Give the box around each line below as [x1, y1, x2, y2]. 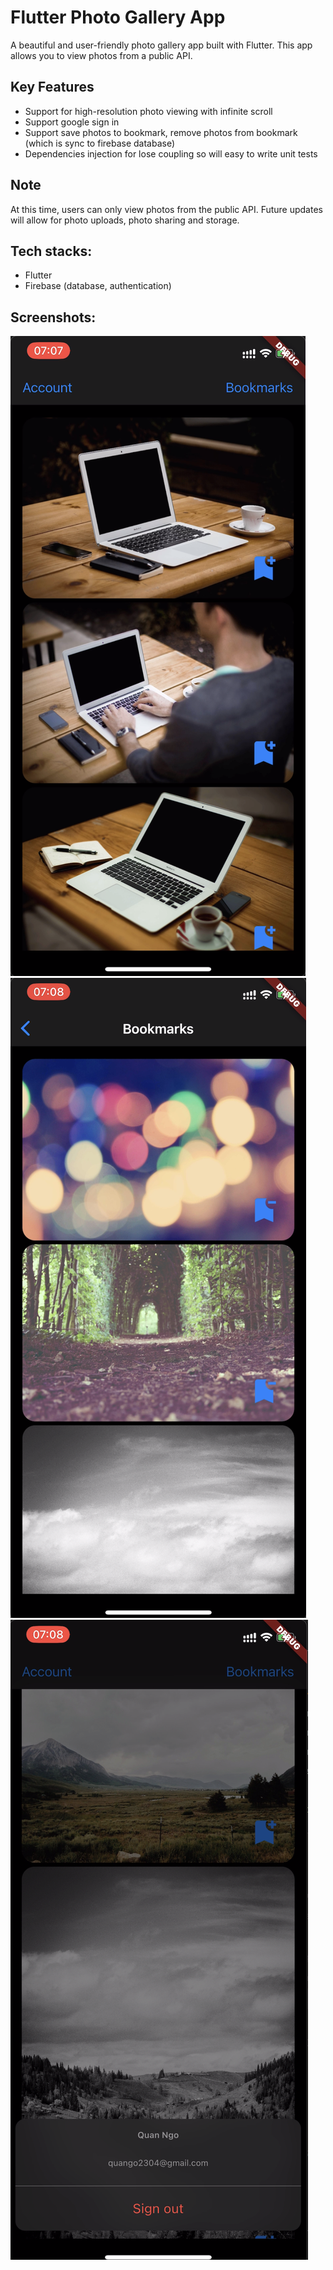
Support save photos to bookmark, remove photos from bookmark [24, 126, 298, 138]
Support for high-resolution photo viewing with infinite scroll [24, 105, 273, 117]
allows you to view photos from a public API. [10, 49, 193, 61]
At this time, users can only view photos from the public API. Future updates [10, 203, 323, 215]
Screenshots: [10, 309, 97, 326]
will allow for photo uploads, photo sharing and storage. [10, 214, 240, 226]
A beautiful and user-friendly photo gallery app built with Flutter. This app [10, 39, 313, 51]
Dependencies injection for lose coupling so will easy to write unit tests [24, 147, 318, 160]
